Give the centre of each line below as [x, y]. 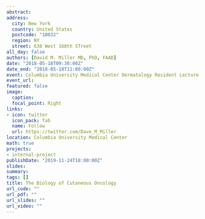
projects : [19, 149]
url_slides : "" [26, 200]
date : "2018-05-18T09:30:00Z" [45, 63]
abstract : [19, 12]
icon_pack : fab [31, 120]
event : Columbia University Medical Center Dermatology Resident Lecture [103, 75]
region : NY [26, 40]
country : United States [42, 29]
